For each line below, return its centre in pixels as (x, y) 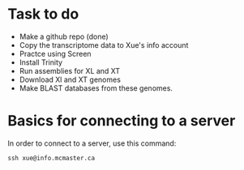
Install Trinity (41, 62)
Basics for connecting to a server (122, 121)
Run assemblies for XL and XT (70, 70)
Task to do (43, 14)
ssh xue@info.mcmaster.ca (51, 158)
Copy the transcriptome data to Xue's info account (104, 45)
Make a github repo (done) (64, 36)
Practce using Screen (55, 53)
